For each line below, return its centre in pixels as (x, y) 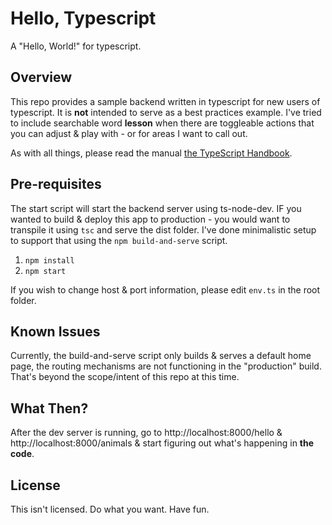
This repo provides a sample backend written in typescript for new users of (165, 101)
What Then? (49, 408)
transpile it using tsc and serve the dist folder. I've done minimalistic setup (163, 229)
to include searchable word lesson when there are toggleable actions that (162, 123)
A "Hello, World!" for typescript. (76, 46)
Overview (41, 77)
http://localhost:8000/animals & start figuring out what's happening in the (162, 443)
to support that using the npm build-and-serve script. (119, 240)
